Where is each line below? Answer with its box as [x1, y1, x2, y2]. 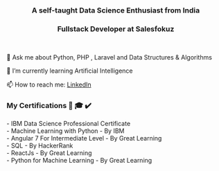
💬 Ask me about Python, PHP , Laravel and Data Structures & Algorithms [6, 53, 213, 62]
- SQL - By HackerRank [6, 141, 73, 150]
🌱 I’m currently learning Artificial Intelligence [6, 66, 133, 75]
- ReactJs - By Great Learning [6, 148, 92, 157]
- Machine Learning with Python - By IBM [6, 127, 125, 135]
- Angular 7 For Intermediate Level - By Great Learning [6, 134, 162, 142]
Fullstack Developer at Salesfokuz [57, 24, 175, 33]
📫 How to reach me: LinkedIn [6, 80, 91, 89]
